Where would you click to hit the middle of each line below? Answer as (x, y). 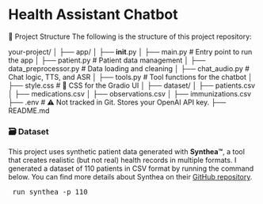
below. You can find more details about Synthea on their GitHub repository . (130, 177)
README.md (29, 110)
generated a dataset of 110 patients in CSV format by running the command (131, 168)
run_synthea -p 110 (50, 192)
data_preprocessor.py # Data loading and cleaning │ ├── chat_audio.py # (129, 68)
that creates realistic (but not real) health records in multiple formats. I (122, 161)
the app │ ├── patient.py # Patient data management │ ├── (107, 60)
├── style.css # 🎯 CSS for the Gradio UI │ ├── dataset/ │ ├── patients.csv (132, 85)
